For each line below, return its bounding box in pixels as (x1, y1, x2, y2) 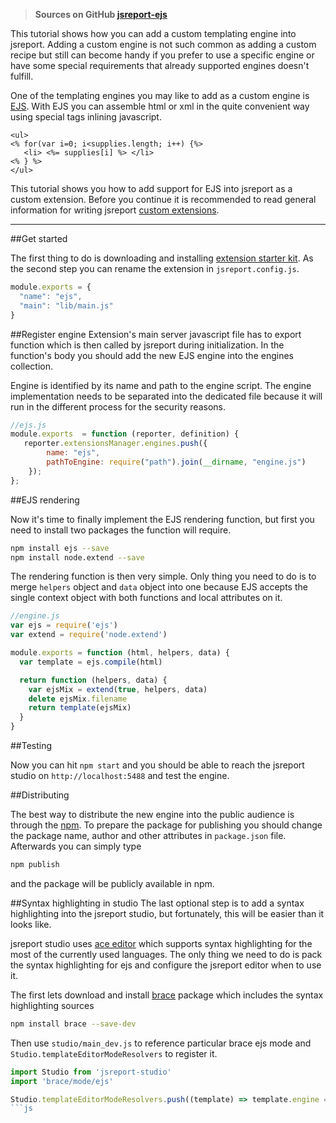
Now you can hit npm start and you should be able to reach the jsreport (10, 759, 305, 771)
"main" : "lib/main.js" (19, 300, 114, 311)
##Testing (10, 740, 53, 751)
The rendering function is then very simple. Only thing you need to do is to (10, 570, 317, 583)
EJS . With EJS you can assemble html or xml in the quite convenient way (10, 100, 310, 112)
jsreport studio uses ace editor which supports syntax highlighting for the (10, 937, 313, 949)
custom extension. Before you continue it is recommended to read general (10, 194, 317, 205)
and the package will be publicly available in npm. (10, 877, 215, 889)
